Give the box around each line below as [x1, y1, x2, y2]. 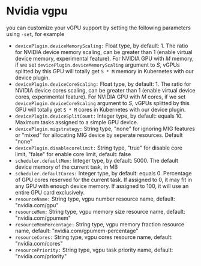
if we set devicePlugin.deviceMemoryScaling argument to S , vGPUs [14, 61, 180, 68]
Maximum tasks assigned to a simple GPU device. [14, 118, 139, 125]
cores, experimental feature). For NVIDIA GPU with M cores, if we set [14, 93, 186, 100]
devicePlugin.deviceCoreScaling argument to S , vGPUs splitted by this [14, 99, 190, 106]
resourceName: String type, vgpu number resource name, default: [14, 195, 176, 202]
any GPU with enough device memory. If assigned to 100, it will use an [14, 182, 189, 190]
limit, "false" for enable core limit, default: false [14, 150, 131, 157]
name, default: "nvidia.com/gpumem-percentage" [14, 227, 139, 234]
